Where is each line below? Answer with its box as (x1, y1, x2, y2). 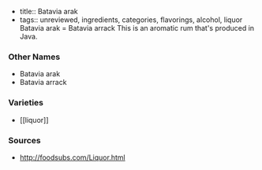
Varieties (8, 98, 43, 109)
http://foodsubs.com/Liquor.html (19, 153, 125, 162)
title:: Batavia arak (19, 7, 78, 16)
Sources (8, 135, 41, 146)
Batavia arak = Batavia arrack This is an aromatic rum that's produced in (19, 24, 255, 32)
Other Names (8, 51, 61, 62)
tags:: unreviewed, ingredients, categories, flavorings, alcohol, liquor (19, 15, 243, 24)
